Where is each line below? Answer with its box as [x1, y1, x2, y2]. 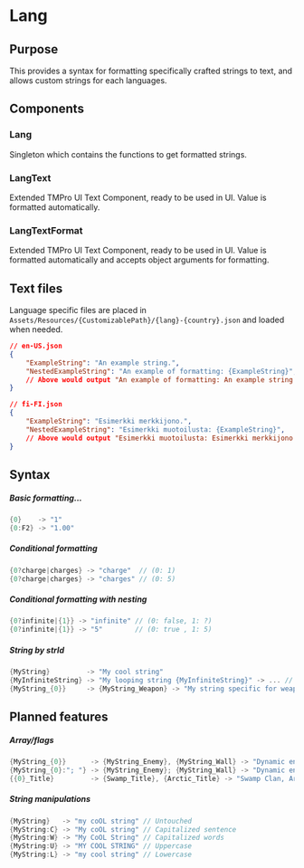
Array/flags [9, 734, 54, 745]
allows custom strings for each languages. [9, 75, 167, 86]
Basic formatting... [9, 492, 83, 503]
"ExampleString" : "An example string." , [25, 358, 180, 367]
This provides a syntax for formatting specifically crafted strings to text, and [9, 65, 292, 76]
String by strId [9, 644, 65, 655]
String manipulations [9, 794, 91, 805]
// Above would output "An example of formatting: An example [25, 375, 265, 385]
